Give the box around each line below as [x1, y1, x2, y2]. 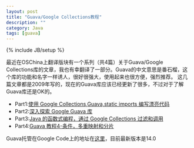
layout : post [6, 8, 38, 15]
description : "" [6, 19, 46, 25]
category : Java [6, 25, 44, 31]
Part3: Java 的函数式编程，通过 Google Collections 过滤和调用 [14, 115, 163, 122]
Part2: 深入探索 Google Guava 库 [14, 108, 93, 115]
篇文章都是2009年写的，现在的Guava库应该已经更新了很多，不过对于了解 [6, 80, 184, 88]
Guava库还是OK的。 [6, 88, 55, 95]
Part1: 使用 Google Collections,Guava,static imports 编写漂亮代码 [14, 100, 170, 107]
